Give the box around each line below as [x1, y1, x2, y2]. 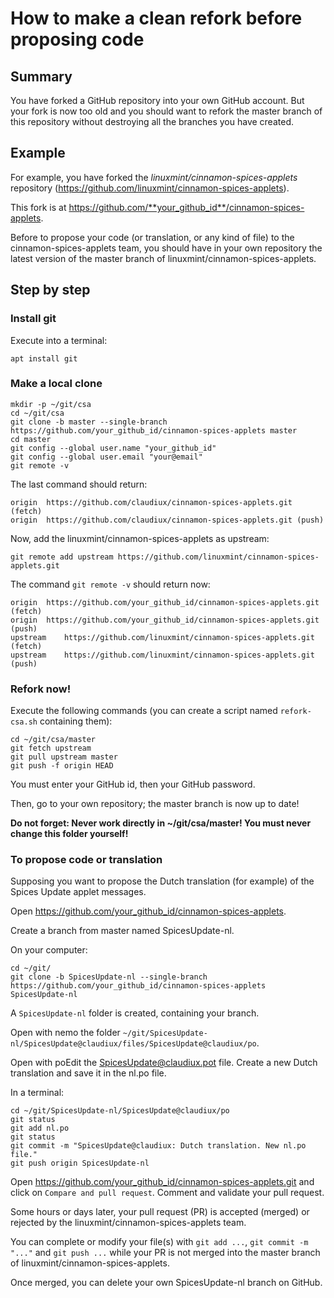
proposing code [10, 28, 145, 51]
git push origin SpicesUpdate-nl [10, 1158, 150, 1169]
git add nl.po [10, 1123, 70, 1134]
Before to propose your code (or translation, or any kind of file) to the [10, 231, 295, 243]
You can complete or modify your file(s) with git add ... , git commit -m [10, 1236, 309, 1248]
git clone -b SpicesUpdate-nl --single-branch [10, 972, 208, 982]
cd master [10, 434, 52, 444]
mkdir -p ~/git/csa [10, 399, 92, 409]
